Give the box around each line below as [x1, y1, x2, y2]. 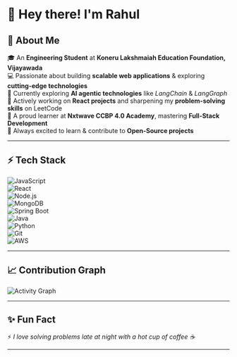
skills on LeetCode [7, 104, 62, 112]
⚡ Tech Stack [7, 154, 66, 166]
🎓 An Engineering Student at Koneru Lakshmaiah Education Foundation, [7, 54, 226, 62]
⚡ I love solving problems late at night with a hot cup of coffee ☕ [7, 332, 195, 341]
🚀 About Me [7, 35, 60, 46]
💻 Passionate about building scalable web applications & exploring [7, 72, 205, 80]
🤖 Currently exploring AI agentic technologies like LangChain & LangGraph [7, 89, 228, 97]
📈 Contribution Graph [7, 264, 106, 277]
